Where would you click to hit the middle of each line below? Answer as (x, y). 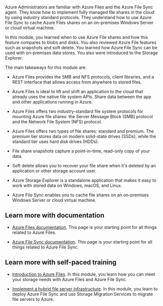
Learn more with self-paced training (61, 262)
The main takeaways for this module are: (46, 67)
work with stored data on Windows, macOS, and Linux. (67, 185)
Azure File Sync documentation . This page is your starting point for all (82, 242)
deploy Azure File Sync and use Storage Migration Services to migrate (82, 294)
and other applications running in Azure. (52, 102)
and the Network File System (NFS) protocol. (57, 122)
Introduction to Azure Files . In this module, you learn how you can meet (83, 274)
